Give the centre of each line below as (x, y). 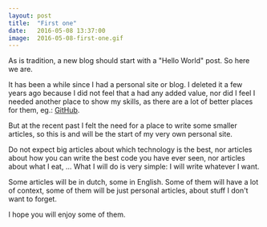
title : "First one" (43, 23)
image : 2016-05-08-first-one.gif (66, 38)
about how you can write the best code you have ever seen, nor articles (127, 158)
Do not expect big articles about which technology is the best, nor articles (130, 149)
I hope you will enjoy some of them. (67, 215)
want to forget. (33, 199)
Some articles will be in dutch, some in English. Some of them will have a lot (133, 182)
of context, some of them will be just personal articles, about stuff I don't (128, 191)
